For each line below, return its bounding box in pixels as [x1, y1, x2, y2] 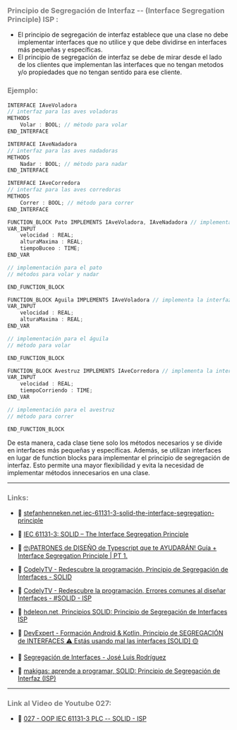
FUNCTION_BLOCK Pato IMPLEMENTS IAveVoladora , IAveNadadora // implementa [7, 218, 232, 226]
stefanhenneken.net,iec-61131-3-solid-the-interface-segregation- [23, 508, 214, 517]
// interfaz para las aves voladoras [7, 108, 119, 115]
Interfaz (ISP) [17, 674, 56, 683]
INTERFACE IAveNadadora [7, 140, 78, 148]
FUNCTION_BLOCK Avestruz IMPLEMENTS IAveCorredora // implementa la [7, 367, 213, 374]
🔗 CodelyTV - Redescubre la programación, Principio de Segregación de [17, 565, 229, 573]
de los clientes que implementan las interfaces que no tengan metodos [17, 61, 224, 69]
